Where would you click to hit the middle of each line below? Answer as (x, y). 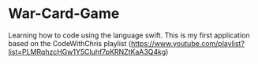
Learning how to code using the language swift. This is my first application (129, 35)
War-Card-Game (64, 14)
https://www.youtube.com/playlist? (187, 43)
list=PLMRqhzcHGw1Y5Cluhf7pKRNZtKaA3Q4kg (87, 52)
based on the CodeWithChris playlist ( (70, 43)
